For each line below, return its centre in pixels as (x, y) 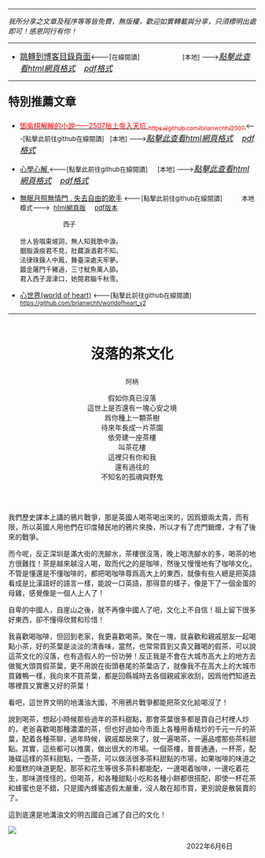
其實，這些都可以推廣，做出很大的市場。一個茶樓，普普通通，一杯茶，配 (139, 748)
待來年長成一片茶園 (132, 427)
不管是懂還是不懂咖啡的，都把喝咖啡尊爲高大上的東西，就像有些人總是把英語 (132, 573)
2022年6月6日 (210, 846)
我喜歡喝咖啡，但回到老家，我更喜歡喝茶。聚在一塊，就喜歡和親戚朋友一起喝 (132, 636)
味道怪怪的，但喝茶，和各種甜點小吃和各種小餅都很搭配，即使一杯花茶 (142, 778)
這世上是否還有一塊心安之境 (132, 407)
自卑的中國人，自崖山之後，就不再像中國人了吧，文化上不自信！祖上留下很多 (132, 609)
